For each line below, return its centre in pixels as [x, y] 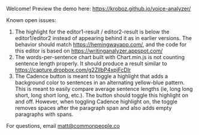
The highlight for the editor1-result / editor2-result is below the [92, 32]
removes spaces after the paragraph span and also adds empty [93, 108]
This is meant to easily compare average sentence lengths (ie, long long [104, 89]
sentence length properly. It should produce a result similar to [91, 63]
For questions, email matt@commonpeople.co [63, 126]
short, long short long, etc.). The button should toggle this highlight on [102, 95]
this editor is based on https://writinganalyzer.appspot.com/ [89, 51]
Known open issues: [31, 20]
